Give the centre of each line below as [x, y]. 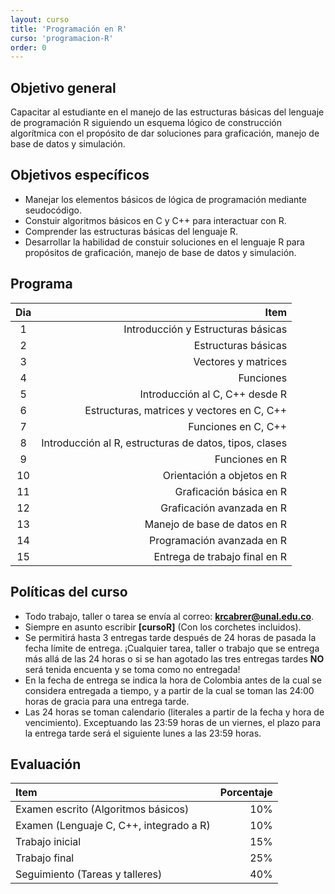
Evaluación [46, 764]
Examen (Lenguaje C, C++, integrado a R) [113, 826]
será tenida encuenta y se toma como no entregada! [132, 669]
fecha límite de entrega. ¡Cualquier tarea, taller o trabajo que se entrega [172, 648]
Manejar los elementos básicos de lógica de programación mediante [165, 199]
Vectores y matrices [240, 361]
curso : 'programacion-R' [62, 38]
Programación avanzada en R [218, 540]
